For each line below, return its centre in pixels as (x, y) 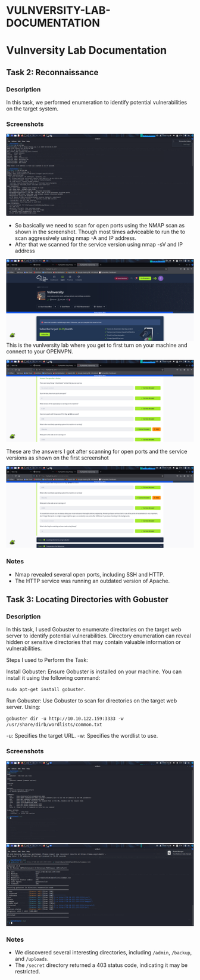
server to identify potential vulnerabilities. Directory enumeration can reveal (99, 636)
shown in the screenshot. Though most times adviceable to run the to (100, 232)
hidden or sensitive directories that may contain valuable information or (94, 642)
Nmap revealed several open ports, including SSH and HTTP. (90, 574)
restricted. (27, 972)
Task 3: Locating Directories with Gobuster (87, 600)
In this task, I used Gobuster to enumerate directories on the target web (94, 630)
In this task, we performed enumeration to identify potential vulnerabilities (97, 103)
